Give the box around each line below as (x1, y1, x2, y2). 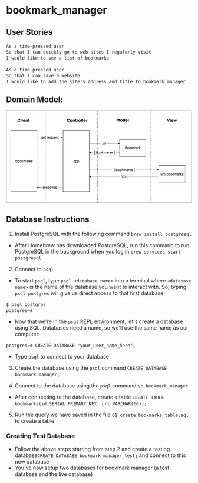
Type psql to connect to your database (14, 353, 109, 360)
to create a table (14, 417, 55, 425)
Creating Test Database (6, 432, 75, 440)
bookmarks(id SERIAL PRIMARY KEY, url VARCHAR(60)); (14, 400, 147, 407)
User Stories (6, 27, 53, 37)
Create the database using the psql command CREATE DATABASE (14, 364, 167, 372)
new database (14, 458, 49, 465)
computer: (14, 330, 40, 337)
